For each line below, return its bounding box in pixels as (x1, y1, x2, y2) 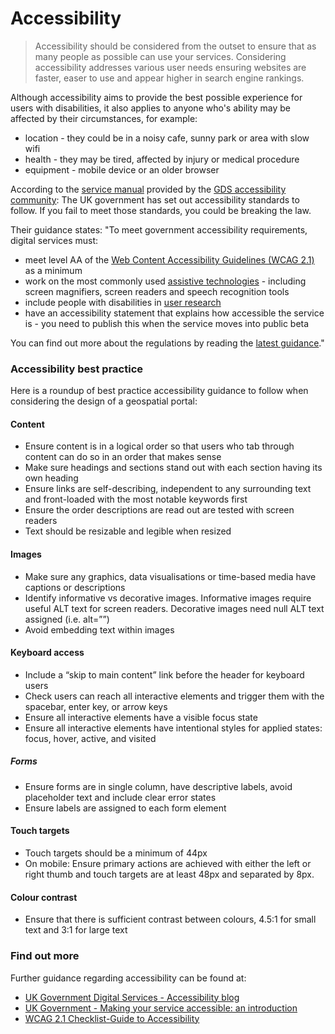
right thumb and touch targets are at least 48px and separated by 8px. (24, 868, 315, 881)
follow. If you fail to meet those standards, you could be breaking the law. (10, 204, 312, 216)
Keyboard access (10, 647, 85, 659)
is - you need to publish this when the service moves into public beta (24, 317, 310, 329)
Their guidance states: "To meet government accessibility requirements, (10, 223, 308, 236)
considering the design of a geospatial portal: (10, 395, 198, 407)
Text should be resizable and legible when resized (24, 525, 232, 537)
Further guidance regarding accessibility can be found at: (10, 972, 247, 984)
